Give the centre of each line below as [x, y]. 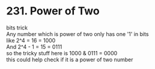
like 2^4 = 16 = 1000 [31, 40]
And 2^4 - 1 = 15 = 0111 [34, 47]
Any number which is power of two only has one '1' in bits [77, 34]
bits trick [17, 28]
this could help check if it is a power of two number [70, 59]
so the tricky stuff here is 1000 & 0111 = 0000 [62, 53]
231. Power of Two [53, 11]
